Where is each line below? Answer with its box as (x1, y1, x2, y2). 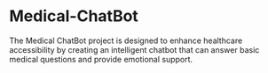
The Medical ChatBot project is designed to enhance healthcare (9, 35, 243, 46)
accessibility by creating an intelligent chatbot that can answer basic (9, 44, 260, 55)
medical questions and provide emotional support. (9, 54, 193, 64)
